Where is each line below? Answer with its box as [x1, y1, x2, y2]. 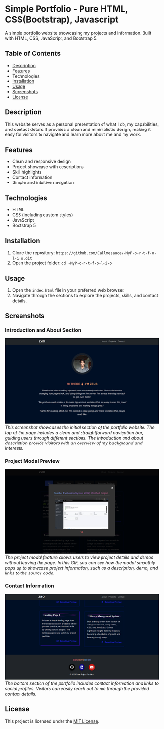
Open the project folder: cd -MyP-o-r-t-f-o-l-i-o [12, 260, 112, 266]
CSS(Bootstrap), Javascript [5, 14, 119, 25]
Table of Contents [5, 50, 61, 58]
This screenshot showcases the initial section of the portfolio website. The [5, 424, 155, 430]
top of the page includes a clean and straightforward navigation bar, [5, 430, 143, 436]
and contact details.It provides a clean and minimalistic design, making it [5, 126, 151, 132]
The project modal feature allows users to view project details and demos [5, 554, 154, 560]
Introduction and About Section [5, 327, 82, 334]
